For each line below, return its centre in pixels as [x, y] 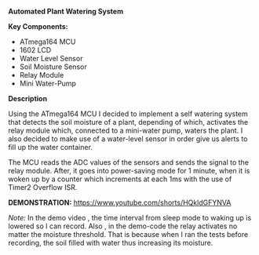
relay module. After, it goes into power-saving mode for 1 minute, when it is [129, 171]
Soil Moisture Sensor [53, 67]
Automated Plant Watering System [66, 11]
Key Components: [38, 26]
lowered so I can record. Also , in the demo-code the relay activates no [123, 226]
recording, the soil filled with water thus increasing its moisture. [111, 243]
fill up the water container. [50, 147]
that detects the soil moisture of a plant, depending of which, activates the [128, 122]
